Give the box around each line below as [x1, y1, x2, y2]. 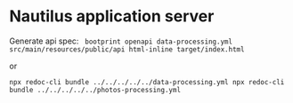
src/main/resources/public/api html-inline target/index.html [9, 44, 245, 54]
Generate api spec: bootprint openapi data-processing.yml [9, 36, 233, 46]
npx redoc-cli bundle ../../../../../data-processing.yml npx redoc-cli [9, 77, 285, 86]
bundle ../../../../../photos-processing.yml [9, 85, 181, 94]
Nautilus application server [9, 6, 215, 27]
